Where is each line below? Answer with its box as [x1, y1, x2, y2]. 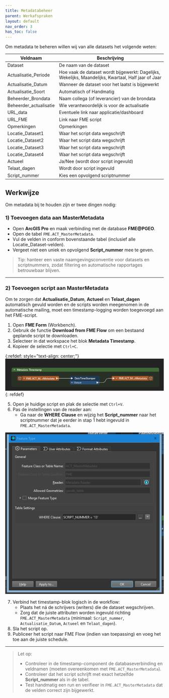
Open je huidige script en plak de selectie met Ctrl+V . [12, 401, 124, 407]
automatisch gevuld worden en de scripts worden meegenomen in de [5, 302, 149, 308]
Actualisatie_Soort [7, 88, 45, 94]
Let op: [17, 651, 33, 657]
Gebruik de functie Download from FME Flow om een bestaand [12, 327, 144, 333]
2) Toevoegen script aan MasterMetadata [5, 284, 109, 291]
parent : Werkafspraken [5, 13, 53, 19]
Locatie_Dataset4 [7, 151, 44, 157]
